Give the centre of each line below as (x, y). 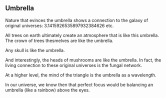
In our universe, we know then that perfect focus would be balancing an (79, 84)
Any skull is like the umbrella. (35, 50)
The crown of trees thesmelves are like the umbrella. (59, 40)
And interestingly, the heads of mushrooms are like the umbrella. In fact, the (83, 60)
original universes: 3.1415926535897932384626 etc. (59, 25)
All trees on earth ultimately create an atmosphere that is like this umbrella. (82, 35)
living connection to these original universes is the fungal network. (74, 65)
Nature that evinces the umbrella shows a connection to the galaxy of (77, 20)
